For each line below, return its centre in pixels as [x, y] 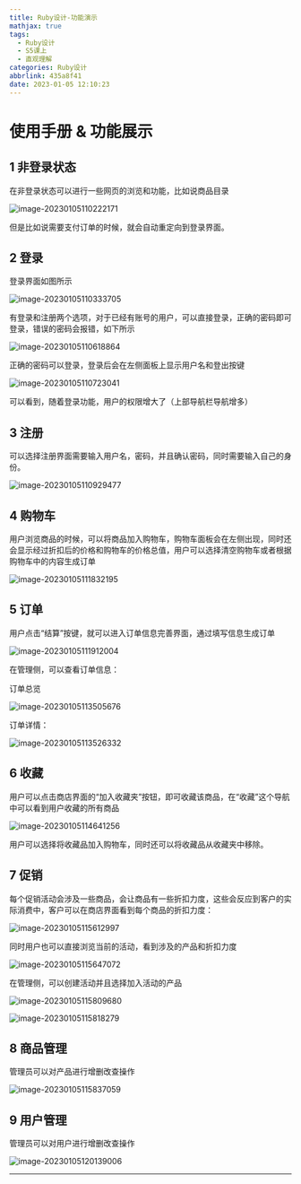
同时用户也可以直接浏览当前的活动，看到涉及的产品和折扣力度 [123, 946]
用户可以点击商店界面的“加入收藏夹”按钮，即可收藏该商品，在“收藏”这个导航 [150, 797]
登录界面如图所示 [41, 281]
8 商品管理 [38, 1048]
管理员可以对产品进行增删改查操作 [72, 1072]
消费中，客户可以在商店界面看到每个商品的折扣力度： [115, 910]
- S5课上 [32, 51]
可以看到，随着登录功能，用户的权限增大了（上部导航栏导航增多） [131, 402]
